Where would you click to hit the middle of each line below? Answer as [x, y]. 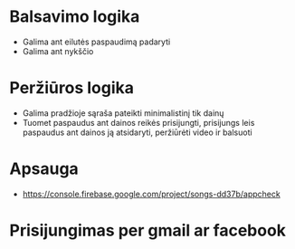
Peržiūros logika [71, 88]
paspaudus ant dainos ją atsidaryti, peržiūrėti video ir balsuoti [137, 132]
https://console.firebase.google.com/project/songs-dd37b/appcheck [151, 194]
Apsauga [44, 169]
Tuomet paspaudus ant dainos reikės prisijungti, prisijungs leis [138, 122]
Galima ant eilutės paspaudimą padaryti [96, 42]
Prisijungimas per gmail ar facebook [148, 230]
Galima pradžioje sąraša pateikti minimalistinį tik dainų [123, 113]
